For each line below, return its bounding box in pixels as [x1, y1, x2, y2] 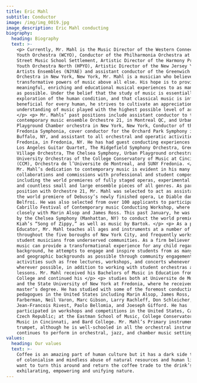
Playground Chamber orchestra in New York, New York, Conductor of [16, 123, 185, 129]
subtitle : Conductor [6, 14, 57, 20]
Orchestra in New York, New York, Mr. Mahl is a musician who [16, 74, 172, 80]
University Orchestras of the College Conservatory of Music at [16, 156, 177, 162]
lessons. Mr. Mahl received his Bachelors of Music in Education [16, 270, 180, 276]
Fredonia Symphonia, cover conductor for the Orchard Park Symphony [16, 128, 188, 135]
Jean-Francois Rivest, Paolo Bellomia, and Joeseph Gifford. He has [16, 303, 188, 309]
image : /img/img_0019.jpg [6, 19, 69, 25]
